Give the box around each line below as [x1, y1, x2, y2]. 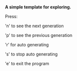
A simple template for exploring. [5, 4, 72, 10]
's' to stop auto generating [5, 51, 58, 57]
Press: [5, 14, 18, 19]
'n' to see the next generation [5, 23, 64, 29]
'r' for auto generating [5, 42, 49, 48]
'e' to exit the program [5, 61, 49, 66]
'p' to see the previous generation [5, 33, 73, 38]
